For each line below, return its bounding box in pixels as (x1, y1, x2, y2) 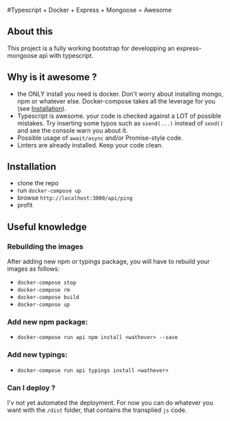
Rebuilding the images (7, 241, 84, 251)
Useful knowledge (7, 220, 87, 233)
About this (7, 25, 53, 37)
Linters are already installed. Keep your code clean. (17, 141, 163, 149)
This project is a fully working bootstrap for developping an (7, 44, 175, 52)
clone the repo (17, 179, 59, 187)
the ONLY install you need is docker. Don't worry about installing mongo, (17, 90, 224, 98)
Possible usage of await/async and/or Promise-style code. (17, 134, 183, 142)
